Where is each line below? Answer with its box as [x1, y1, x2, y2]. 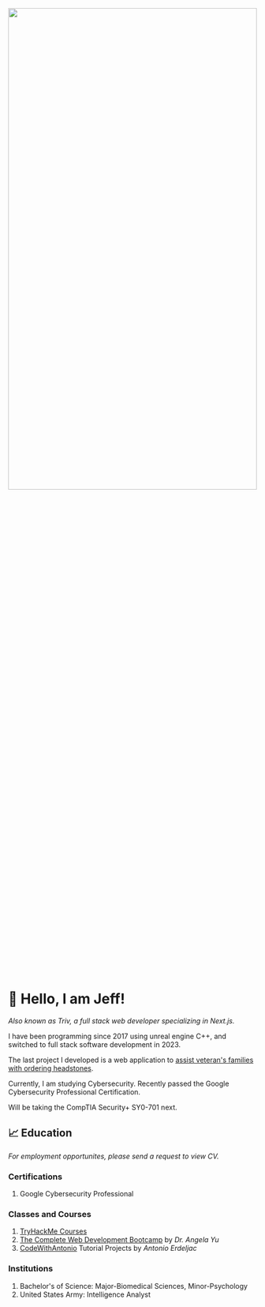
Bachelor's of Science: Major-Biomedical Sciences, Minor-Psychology [19, 1281, 248, 1290]
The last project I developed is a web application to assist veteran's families [8, 1055, 254, 1064]
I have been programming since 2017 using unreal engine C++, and [8, 1031, 227, 1041]
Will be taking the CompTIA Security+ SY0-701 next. [8, 1102, 177, 1112]
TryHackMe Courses [19, 1226, 88, 1236]
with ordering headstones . [8, 1063, 94, 1073]
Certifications [8, 1171, 63, 1182]
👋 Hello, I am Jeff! [8, 990, 125, 1008]
